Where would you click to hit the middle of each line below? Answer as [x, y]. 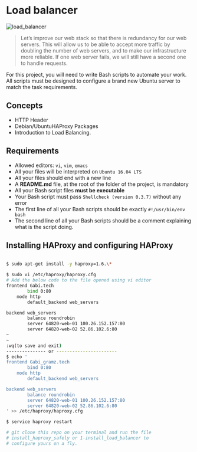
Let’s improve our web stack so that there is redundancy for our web [104, 38]
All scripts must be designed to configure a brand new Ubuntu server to [93, 81]
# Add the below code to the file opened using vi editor [79, 280]
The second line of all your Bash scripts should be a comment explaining [103, 220]
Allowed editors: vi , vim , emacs [51, 165]
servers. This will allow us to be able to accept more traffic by [95, 44]
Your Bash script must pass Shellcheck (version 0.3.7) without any [98, 196]
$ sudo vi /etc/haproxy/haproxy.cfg [51, 275]
